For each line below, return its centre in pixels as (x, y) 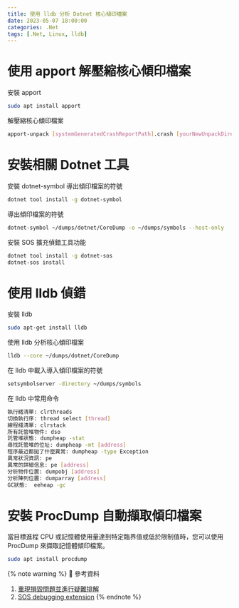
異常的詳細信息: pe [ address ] (48, 465)
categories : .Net (33, 27)
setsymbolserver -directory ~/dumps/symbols (74, 384)
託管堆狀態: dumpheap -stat (46, 439)
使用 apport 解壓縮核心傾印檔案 (99, 71)
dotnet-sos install (36, 262)
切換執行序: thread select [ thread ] (59, 418)
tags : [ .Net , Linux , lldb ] (47, 34)
